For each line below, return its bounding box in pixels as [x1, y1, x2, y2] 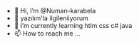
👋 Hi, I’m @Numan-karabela [14, 7, 96, 15]
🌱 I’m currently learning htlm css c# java [14, 22, 133, 29]
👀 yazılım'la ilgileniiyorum [14, 14, 89, 22]
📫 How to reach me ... [14, 29, 81, 38]
